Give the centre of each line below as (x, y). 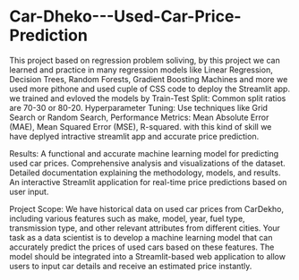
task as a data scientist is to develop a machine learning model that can (141, 237)
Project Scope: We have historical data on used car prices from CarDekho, (147, 208)
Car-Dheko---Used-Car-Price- (125, 17)
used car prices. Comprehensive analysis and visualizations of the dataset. (148, 163)
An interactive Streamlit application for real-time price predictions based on (148, 182)
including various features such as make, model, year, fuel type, (127, 218)
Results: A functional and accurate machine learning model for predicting (144, 153)
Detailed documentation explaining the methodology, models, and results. (145, 173)
